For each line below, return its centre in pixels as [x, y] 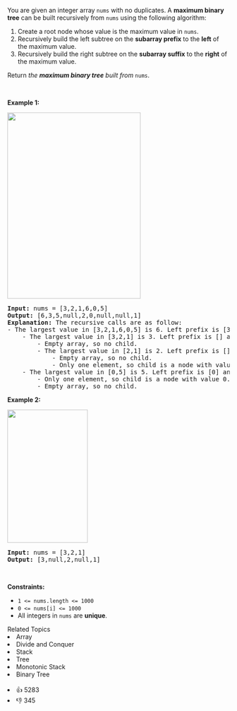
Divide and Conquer [45, 644]
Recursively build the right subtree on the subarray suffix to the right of [122, 54]
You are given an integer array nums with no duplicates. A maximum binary [116, 10]
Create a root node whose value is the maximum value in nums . [108, 31]
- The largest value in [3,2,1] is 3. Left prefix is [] [123, 336]
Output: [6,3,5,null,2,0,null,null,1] [74, 315]
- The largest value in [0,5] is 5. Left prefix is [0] [121, 372]
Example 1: [24, 103]
